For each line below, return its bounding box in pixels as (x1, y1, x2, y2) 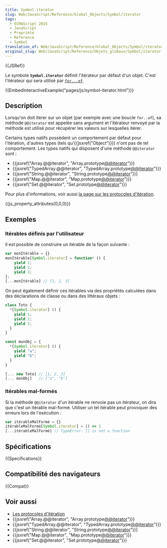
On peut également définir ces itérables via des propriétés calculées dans (5, 288, 157, 294)
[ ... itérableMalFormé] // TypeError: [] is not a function (5, 429, 130, 434)
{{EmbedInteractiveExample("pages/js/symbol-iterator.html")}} (5, 87, 134, 93)
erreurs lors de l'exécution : (5, 410, 62, 416)
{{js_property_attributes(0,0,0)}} (5, 201, 71, 207)
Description (5, 101, 42, 110)
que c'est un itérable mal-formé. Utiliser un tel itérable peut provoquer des (5, 404, 158, 410)
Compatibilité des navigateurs (5, 470, 101, 478)
